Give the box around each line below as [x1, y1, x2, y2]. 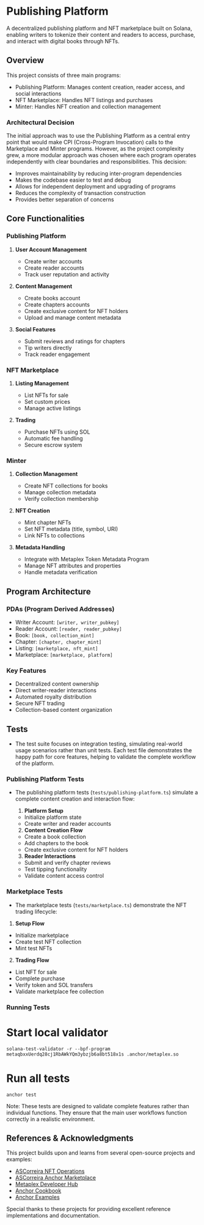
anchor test [6, 1092, 37, 1098]
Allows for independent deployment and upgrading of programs [15, 183, 176, 190]
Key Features [6, 666, 47, 675]
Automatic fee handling [24, 435, 84, 442]
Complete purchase [15, 974, 65, 982]
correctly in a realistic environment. [6, 1115, 96, 1123]
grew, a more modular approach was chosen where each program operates [6, 152, 197, 159]
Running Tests [6, 1003, 50, 1012]
